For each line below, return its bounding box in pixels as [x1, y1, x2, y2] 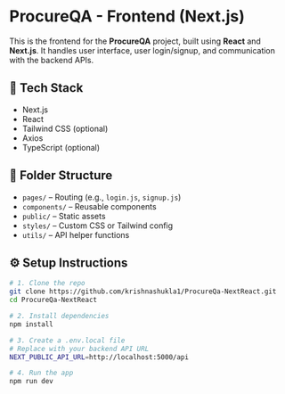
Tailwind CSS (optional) [21, 123, 109, 134]
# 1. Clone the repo [9, 279, 86, 288]
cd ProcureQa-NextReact [9, 296, 98, 305]
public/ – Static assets [21, 210, 106, 221]
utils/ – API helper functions [21, 229, 130, 240]
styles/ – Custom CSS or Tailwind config [21, 220, 174, 231]
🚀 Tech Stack [9, 80, 84, 95]
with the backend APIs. [9, 54, 94, 65]
